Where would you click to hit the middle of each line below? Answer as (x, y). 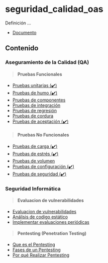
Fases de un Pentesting (36, 250)
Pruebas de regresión (35, 111)
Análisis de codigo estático (40, 217)
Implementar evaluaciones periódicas (51, 222)
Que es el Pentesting (34, 244)
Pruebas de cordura (33, 116)
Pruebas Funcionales (40, 74)
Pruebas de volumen (34, 161)
